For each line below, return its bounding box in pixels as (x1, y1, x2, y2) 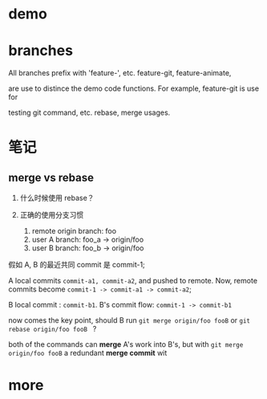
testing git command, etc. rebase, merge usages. (8, 108, 171, 117)
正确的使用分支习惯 (19, 210, 84, 220)
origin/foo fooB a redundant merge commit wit (8, 348, 168, 358)
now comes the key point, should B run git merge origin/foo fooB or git (8, 316, 251, 325)
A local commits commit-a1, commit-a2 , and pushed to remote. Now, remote (8, 276, 258, 286)
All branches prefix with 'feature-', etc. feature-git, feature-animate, (8, 68, 232, 78)
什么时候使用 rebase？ (19, 193, 95, 203)
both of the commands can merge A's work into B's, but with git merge (8, 340, 244, 349)
